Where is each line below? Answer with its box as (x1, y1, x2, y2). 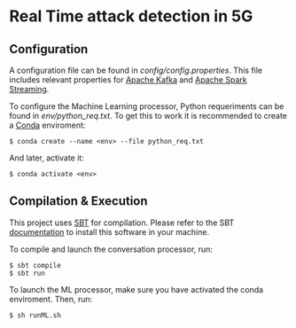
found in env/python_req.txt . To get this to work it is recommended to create (9, 111, 288, 121)
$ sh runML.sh (9, 310, 62, 320)
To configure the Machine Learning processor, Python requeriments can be (9, 101, 284, 112)
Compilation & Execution (9, 193, 148, 209)
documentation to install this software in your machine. (9, 226, 210, 237)
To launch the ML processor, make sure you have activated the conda (9, 284, 264, 294)
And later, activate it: (9, 152, 84, 163)
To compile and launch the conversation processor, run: (9, 244, 213, 254)
